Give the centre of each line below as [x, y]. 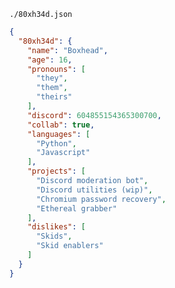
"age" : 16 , [50, 60]
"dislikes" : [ [56, 227]
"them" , [52, 88]
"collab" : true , [61, 125]
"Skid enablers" [69, 246]
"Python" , [56, 143]
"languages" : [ [59, 134]
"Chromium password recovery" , [101, 199]
